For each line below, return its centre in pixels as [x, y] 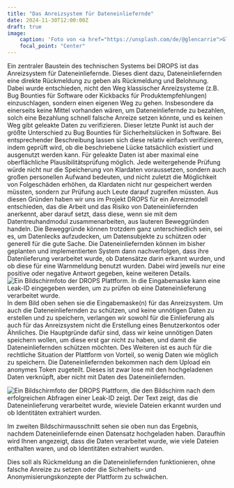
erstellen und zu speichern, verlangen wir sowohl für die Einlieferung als [111, 318]
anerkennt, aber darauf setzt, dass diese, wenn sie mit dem [92, 214]
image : [17, 33]
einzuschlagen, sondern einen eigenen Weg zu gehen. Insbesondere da [110, 103]
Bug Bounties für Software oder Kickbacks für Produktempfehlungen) [107, 96]
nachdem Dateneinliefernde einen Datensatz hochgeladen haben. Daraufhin [116, 434]
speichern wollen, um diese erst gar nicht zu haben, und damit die [102, 340]
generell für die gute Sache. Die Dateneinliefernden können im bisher [106, 244]
